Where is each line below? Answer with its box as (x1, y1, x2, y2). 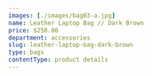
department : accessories (8, 33, 91, 42)
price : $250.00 (8, 26, 59, 34)
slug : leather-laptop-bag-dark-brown (8, 41, 134, 49)
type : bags (8, 48, 45, 56)
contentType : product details (8, 56, 109, 64)
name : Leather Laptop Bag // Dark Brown (8, 19, 145, 27)
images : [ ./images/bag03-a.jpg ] (8, 11, 115, 20)
